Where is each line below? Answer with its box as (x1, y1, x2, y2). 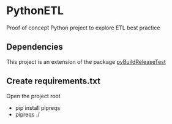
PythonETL (6, 4, 64, 18)
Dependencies (6, 42, 63, 52)
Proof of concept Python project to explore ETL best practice (6, 24, 160, 31)
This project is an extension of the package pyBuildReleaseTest (6, 58, 166, 65)
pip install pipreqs (15, 104, 61, 111)
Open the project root (6, 92, 61, 99)
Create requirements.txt (6, 76, 101, 87)
